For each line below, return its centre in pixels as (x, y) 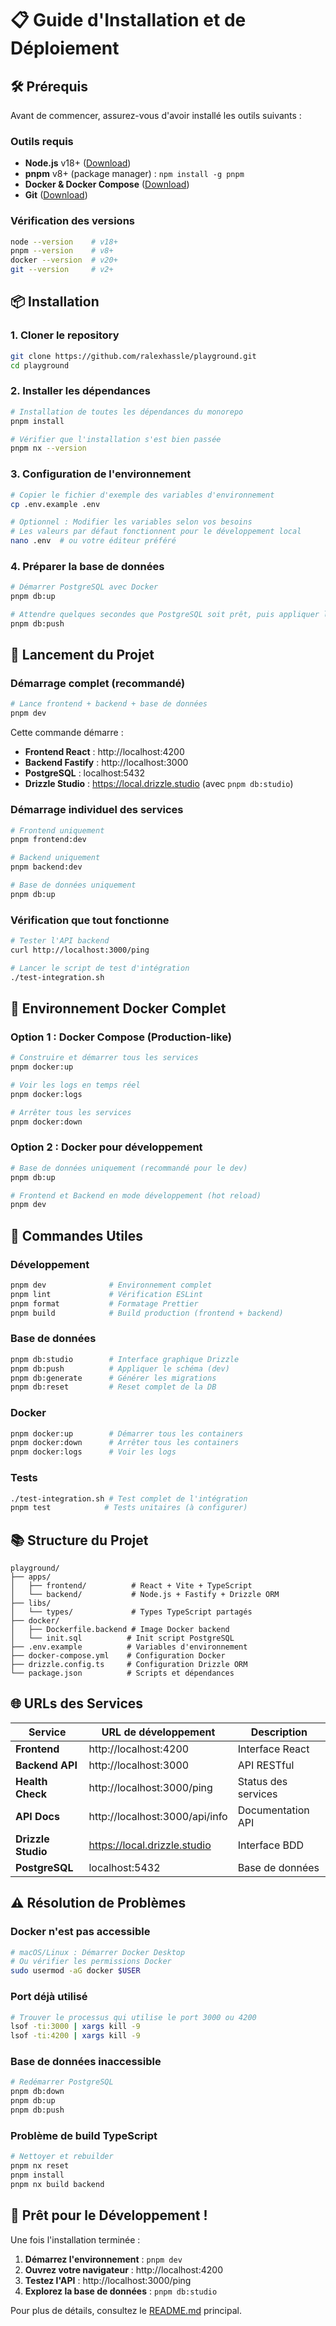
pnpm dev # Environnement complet (111, 1285)
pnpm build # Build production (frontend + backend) (147, 1313)
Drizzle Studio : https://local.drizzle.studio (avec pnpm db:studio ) (159, 784)
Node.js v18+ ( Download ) (78, 163)
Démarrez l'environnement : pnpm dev (103, 2259)
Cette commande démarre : (67, 733)
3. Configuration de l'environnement (101, 474)
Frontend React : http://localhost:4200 (104, 752)
